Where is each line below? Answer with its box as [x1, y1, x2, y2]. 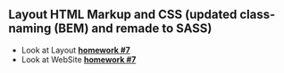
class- [239, 7, 276, 22]
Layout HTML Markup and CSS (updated [8, 7, 238, 22]
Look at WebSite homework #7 [21, 53, 137, 65]
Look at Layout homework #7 [21, 45, 130, 55]
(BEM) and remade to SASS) [54, 21, 213, 36]
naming [8, 21, 52, 36]
